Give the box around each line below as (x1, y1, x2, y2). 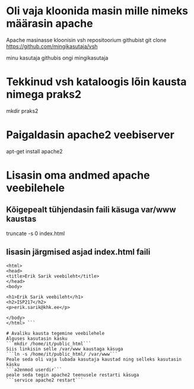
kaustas (6, 214, 37, 224)
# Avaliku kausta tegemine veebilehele (6, 330, 105, 336)
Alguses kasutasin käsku (6, 336, 68, 341)
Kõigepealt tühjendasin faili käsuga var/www (6, 205, 176, 215)
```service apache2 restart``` (6, 377, 84, 383)
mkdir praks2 (6, 107, 39, 114)
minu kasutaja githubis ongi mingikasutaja (6, 54, 109, 61)
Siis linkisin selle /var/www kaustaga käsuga (6, 346, 123, 352)
